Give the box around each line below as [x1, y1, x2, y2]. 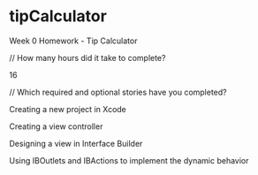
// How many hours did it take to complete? [9, 52, 166, 63]
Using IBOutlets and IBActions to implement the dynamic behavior [9, 155, 249, 165]
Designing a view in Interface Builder [9, 138, 143, 148]
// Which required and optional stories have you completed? [9, 87, 227, 97]
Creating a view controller [9, 121, 103, 132]
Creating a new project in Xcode [9, 103, 126, 114]
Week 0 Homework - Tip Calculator [9, 35, 138, 46]
